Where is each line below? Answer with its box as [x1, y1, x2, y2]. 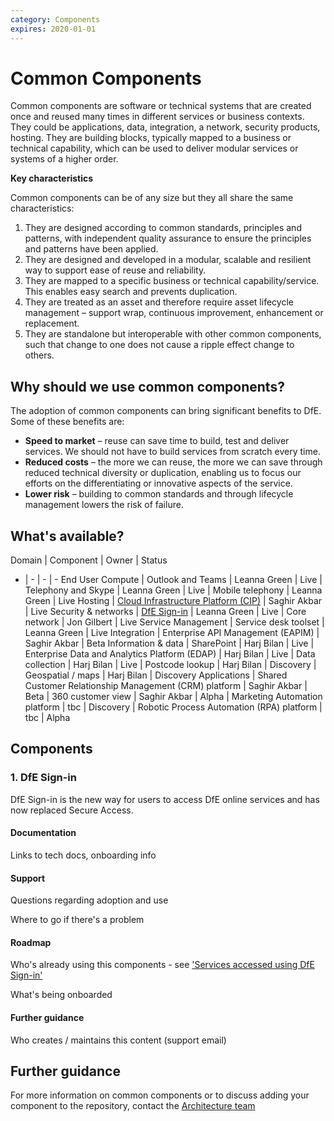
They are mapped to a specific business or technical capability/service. [24, 275, 320, 287]
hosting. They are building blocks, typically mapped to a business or [10, 132, 292, 144]
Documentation [10, 827, 77, 839]
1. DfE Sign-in [10, 771, 77, 785]
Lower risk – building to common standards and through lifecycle [24, 488, 294, 500]
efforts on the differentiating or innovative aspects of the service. [24, 477, 293, 490]
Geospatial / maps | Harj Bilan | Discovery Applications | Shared [24, 669, 288, 681]
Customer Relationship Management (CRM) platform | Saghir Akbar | [24, 680, 308, 692]
